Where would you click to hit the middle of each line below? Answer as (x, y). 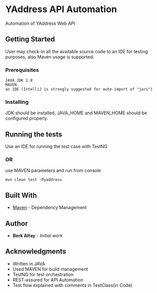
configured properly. (27, 118)
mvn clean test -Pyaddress (34, 180)
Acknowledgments (36, 252)
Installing (17, 102)
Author (16, 223)
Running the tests (34, 134)
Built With (21, 195)
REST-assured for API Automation (48, 280)
